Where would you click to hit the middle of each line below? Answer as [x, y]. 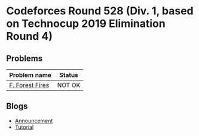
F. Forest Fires [29, 85]
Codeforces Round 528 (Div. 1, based [100, 11]
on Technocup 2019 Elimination [86, 24]
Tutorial [24, 127]
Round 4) [29, 36]
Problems [25, 58]
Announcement [34, 120]
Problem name [30, 75]
